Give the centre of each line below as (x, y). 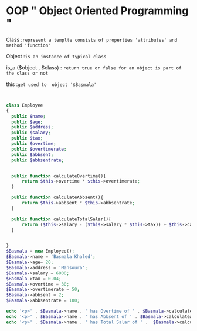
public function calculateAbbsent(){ (57, 198)
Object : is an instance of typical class (56, 56)
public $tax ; (27, 138)
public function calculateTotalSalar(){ (61, 219)
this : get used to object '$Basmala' (51, 84)
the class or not (27, 73)
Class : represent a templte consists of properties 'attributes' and (92, 39)
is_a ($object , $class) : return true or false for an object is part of (94, 67)
